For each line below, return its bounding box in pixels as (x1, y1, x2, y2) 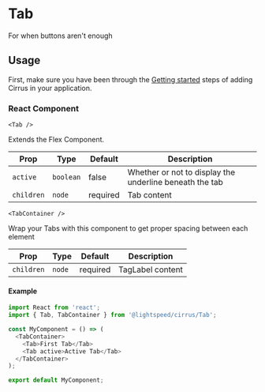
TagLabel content (118, 264, 184, 275)
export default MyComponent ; (8, 376, 104, 384)
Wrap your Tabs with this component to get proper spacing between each (8, 224, 248, 233)
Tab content (127, 190, 172, 201)
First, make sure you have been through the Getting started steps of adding (8, 74, 253, 84)
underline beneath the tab (127, 177, 223, 188)
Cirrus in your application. (8, 83, 92, 92)
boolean (52, 173, 81, 182)
